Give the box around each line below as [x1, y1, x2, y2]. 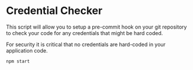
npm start [6, 58, 30, 64]
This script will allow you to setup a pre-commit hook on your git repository [6, 23, 187, 30]
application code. [6, 47, 48, 54]
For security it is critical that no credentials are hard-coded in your [6, 41, 166, 48]
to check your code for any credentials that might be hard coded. [6, 29, 163, 36]
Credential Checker [6, 4, 103, 17]
